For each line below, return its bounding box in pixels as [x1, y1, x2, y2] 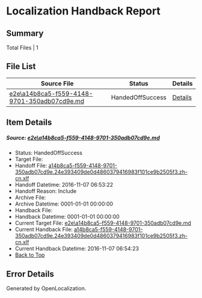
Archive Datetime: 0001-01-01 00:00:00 [14, 200, 113, 208]
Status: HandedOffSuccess [14, 149, 83, 157]
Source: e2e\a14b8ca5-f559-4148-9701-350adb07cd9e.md [6, 134, 161, 141]
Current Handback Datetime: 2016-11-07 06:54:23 [14, 245, 139, 252]
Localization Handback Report [6, 4, 161, 18]
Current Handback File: [14, 226, 73, 233]
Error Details [6, 269, 54, 279]
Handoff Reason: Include [14, 187, 77, 195]
